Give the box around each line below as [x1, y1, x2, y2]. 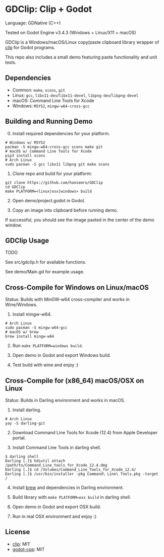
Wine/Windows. [5, 302, 38, 308]
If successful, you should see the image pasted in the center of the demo [5, 217, 155, 223]
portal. [12, 435, 26, 441]
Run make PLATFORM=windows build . [12, 343, 83, 349]
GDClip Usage [5, 236, 50, 244]
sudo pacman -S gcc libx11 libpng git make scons [5, 161, 110, 167]
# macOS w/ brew [5, 329, 39, 335]
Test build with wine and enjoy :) [12, 362, 79, 368]
